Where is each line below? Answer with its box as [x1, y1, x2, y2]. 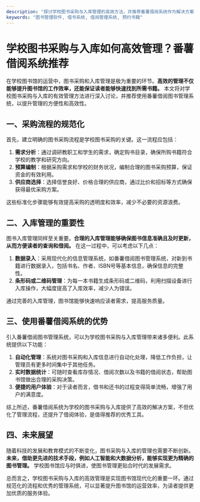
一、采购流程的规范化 [6, 119, 85, 129]
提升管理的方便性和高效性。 [21, 100, 90, 107]
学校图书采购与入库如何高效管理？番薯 [6, 42, 195, 55]
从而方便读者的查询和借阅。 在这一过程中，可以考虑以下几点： [6, 242, 159, 249]
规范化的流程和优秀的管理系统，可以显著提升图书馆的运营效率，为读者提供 [6, 482, 189, 489]
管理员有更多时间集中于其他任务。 [14, 361, 99, 368]
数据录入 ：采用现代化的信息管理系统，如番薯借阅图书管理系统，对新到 [14, 255, 187, 262]
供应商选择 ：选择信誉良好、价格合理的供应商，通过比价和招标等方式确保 [14, 178, 192, 185]
